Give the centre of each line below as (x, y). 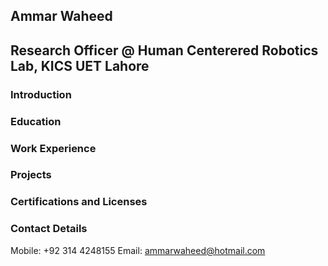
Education (36, 121)
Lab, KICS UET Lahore (80, 65)
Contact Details (49, 229)
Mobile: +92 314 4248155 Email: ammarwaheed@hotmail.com (138, 250)
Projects (31, 175)
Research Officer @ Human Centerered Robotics (164, 50)
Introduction (41, 94)
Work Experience (53, 148)
